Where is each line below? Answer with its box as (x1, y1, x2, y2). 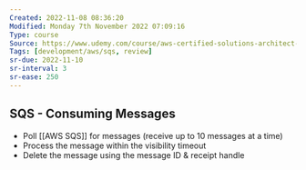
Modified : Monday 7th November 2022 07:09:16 (9, 22, 185, 31)
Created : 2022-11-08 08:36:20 (9, 13, 125, 23)
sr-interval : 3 (9, 65, 67, 74)
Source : (9, 38, 39, 48)
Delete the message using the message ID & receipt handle (22, 149, 245, 160)
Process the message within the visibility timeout (22, 140, 207, 151)
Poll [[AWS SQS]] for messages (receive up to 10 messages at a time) (22, 130, 284, 141)
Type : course (9, 30, 59, 39)
